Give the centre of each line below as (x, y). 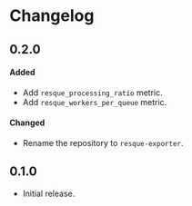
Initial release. (49, 193)
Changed (27, 123)
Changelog (52, 16)
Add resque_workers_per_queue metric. (95, 102)
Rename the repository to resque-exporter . (103, 142)
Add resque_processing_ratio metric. (92, 93)
